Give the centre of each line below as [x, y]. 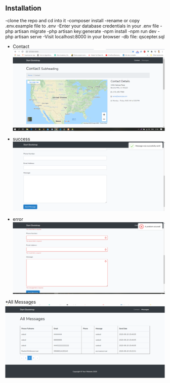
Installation [23, 8]
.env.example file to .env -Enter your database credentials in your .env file [82, 26]
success [21, 139]
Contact [21, 46]
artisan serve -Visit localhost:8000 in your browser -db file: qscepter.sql [90, 36]
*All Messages [21, 302]
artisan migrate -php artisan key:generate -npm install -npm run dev [86, 31]
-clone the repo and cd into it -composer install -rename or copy [73, 20]
